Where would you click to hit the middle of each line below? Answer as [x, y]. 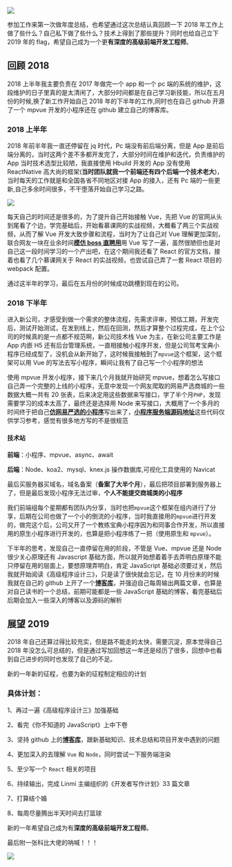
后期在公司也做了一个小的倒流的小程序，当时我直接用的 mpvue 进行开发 [117, 516]
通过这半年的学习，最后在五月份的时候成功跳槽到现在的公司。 [95, 283]
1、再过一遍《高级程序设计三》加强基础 [63, 710]
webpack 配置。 [30, 269]
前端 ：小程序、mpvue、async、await [60, 454]
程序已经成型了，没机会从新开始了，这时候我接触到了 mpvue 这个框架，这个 [112, 354]
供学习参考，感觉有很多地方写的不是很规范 [68, 421]
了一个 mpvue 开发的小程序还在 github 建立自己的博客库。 [90, 109]
